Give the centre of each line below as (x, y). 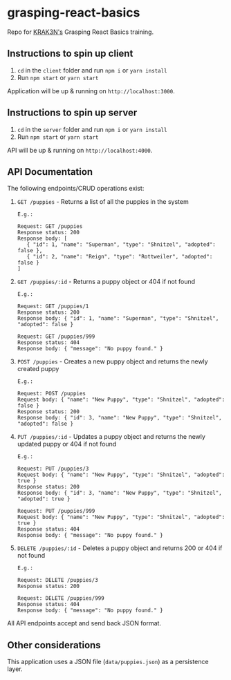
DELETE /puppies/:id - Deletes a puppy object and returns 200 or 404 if (120, 548)
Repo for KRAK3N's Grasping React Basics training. (81, 32)
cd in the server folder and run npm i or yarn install (92, 129)
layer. (15, 669)
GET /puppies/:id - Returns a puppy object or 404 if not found (106, 282)
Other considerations (54, 645)
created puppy (38, 369)
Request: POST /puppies (52, 394)
